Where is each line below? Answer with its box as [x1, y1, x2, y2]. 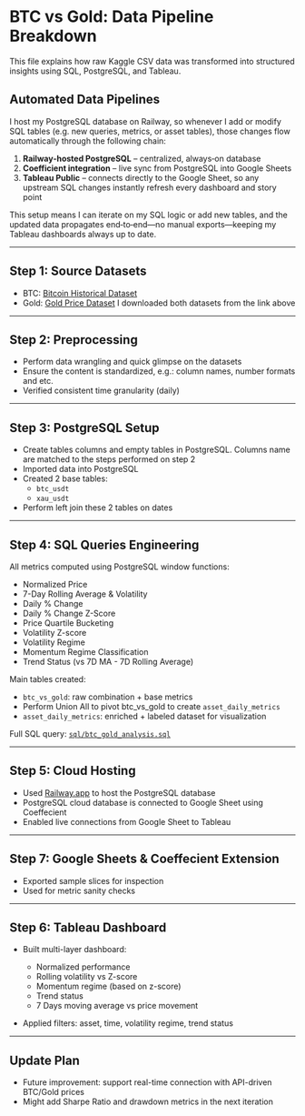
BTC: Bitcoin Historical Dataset [22, 287, 138, 298]
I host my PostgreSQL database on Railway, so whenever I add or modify [9, 116, 281, 126]
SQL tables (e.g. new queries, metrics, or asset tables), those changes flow [9, 126, 290, 136]
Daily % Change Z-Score [22, 608, 116, 618]
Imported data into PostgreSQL [22, 464, 139, 475]
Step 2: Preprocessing [9, 332, 138, 347]
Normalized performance [35, 961, 131, 972]
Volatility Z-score [22, 628, 87, 638]
